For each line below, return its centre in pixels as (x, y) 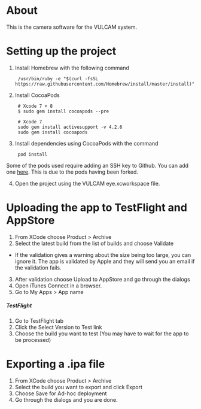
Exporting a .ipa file (56, 364)
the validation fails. (38, 268)
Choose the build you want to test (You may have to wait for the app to (102, 334)
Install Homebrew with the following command (72, 68)
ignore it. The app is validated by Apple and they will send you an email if (105, 261)
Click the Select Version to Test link (58, 327)
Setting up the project (61, 51)
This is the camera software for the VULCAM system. (72, 27)
